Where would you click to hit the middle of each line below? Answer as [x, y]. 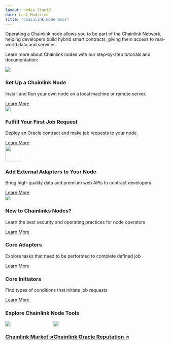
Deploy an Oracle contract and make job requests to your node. [72, 133]
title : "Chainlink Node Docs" [37, 19]
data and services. [38, 45]
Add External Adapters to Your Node [51, 172]
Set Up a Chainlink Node [36, 83]
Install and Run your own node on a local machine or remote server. [76, 93]
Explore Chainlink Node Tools [42, 313]
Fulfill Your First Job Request [41, 121]
